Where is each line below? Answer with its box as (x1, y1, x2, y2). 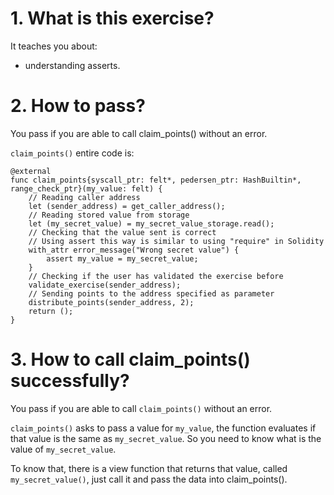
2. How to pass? (10, 95, 146, 117)
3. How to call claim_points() (10, 348, 251, 371)
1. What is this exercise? (10, 7, 215, 30)
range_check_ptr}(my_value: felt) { (10, 183, 163, 194)
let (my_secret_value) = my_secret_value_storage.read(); (28, 218, 275, 229)
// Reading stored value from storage (28, 210, 190, 220)
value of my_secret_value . (10, 443, 117, 455)
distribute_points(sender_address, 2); (28, 297, 195, 307)
